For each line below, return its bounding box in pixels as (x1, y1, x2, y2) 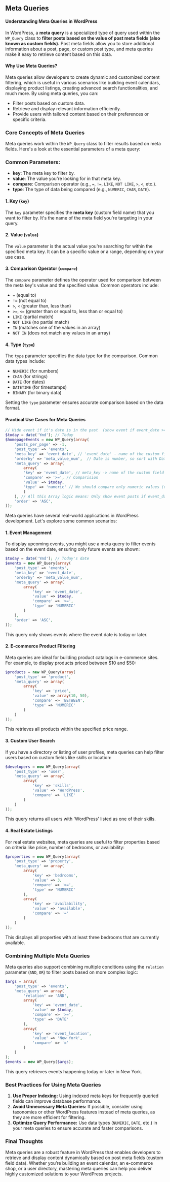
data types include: (5, 358, 46, 364)
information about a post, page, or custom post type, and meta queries (5, 46, 153, 52)
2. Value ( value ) (5, 232, 39, 238)
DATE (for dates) (12, 379, 46, 385)
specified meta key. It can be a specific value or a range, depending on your (5, 248, 164, 255)
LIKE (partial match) (12, 314, 54, 320)
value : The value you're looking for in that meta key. (12, 175, 121, 182)
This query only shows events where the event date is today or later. (5, 631, 148, 637)
